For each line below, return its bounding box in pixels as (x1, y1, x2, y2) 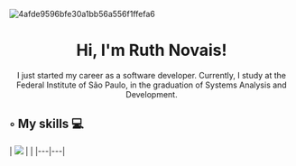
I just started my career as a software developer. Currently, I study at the (16, 69, 287, 80)
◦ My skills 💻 (9, 116, 84, 132)
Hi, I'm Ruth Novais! (76, 41, 227, 60)
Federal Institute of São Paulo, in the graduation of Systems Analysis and (16, 79, 287, 90)
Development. (125, 88, 178, 99)
